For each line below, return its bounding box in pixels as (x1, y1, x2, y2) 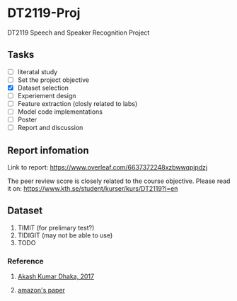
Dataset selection (17, 83, 69, 92)
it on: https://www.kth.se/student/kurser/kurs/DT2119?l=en (7, 184, 178, 193)
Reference (7, 256, 44, 266)
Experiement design (17, 91, 76, 100)
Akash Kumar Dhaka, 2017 (17, 272, 94, 281)
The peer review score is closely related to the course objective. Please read (7, 177, 231, 185)
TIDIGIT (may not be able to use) (17, 231, 113, 240)
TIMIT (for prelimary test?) (17, 223, 95, 232)
